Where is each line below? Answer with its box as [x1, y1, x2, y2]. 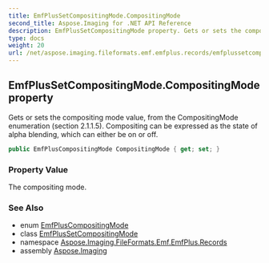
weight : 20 [8, 42, 45, 50]
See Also [8, 202, 44, 213]
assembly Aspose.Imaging [19, 246, 108, 256]
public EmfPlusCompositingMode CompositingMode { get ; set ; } [8, 145, 220, 153]
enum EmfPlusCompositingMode [19, 221, 129, 230]
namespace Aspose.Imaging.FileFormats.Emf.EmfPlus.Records [19, 237, 227, 247]
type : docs [8, 34, 45, 42]
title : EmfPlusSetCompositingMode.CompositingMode [8, 11, 181, 20]
